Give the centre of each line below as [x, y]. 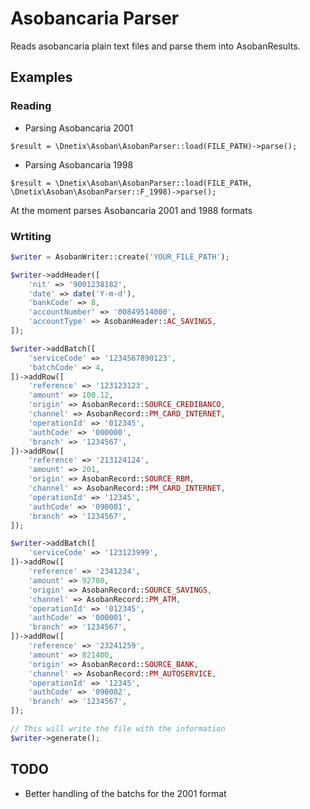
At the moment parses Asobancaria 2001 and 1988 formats [131, 210]
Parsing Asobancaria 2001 [79, 128]
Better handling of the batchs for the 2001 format [125, 793]
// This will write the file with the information [118, 729]
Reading [31, 106]
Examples [41, 77]
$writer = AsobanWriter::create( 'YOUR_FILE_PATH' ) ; [120, 257]
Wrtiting [31, 236]
